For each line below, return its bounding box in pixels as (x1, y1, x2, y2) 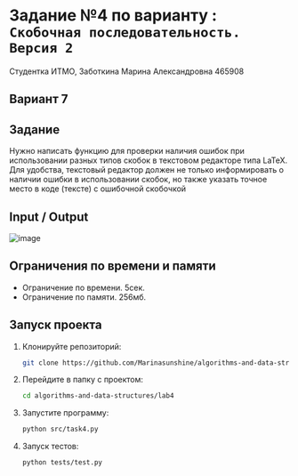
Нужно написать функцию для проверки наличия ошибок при (9, 146, 245, 157)
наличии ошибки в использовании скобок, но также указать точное (9, 174, 268, 185)
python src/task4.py (21, 424, 99, 434)
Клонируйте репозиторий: (21, 341, 122, 351)
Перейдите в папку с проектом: (21, 375, 144, 385)
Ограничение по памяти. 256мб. (21, 291, 147, 303)
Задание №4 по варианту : (9, 5, 218, 26)
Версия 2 (9, 40, 74, 57)
